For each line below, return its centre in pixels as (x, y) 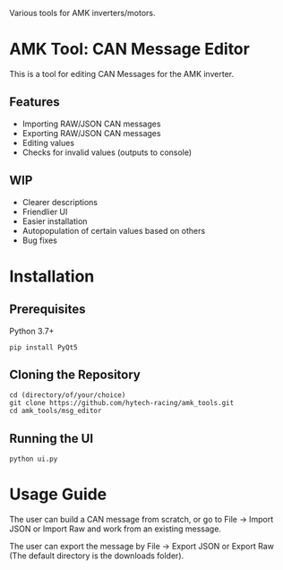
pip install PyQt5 (43, 347)
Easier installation (55, 221)
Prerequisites (47, 310)
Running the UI (51, 438)
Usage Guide (58, 494)
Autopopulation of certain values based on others (114, 230)
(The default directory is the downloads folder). (97, 556)
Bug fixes (40, 240)
